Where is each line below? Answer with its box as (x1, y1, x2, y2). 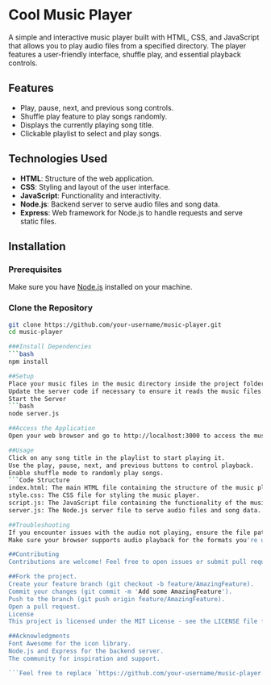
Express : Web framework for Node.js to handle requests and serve (19, 207, 244, 217)
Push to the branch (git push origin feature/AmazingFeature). (8, 595, 226, 603)
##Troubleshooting (8, 520, 70, 529)
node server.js (8, 410, 60, 418)
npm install (8, 357, 48, 366)
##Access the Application (8, 424, 95, 432)
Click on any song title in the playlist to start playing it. (8, 453, 226, 462)
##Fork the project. (8, 573, 78, 581)
